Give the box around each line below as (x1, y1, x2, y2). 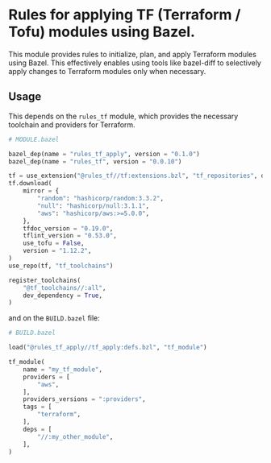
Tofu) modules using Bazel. (8, 23, 196, 41)
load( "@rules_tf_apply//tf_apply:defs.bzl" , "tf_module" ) (8, 344, 207, 352)
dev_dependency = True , (23, 291, 103, 300)
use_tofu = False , (23, 239, 85, 247)
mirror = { (23, 187, 60, 195)
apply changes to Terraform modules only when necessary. (8, 66, 206, 76)
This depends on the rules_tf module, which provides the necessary (8, 111, 239, 121)
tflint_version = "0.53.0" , (23, 232, 117, 240)
